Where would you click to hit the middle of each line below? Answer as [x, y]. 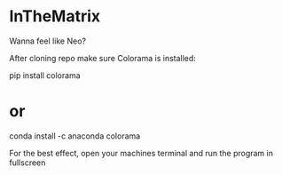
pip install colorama [45, 75]
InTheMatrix [55, 16]
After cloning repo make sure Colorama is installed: [103, 58]
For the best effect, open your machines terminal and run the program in [141, 153]
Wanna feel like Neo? [48, 41]
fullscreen [27, 163]
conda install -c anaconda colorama [75, 136]
